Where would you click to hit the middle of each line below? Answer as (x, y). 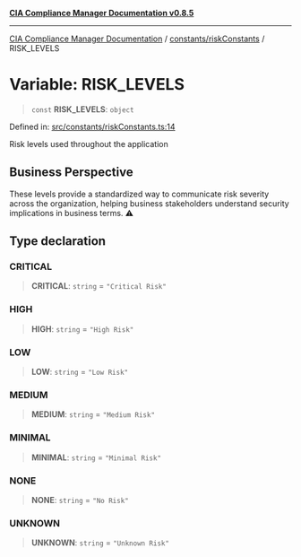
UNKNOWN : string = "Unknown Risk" (100, 543)
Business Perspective (71, 173)
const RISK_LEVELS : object (82, 109)
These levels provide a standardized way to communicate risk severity (139, 194)
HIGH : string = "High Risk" (82, 329)
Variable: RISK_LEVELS (97, 85)
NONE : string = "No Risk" (80, 500)
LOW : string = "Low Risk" (79, 372)
